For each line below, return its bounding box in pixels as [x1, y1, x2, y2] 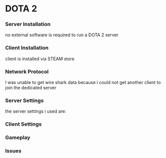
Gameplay [5, 134, 31, 141]
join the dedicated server [5, 85, 57, 91]
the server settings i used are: [5, 108, 67, 114]
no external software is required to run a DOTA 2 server [5, 32, 119, 38]
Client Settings [5, 121, 42, 128]
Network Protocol [5, 68, 49, 75]
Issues [5, 148, 22, 155]
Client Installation [5, 44, 49, 51]
